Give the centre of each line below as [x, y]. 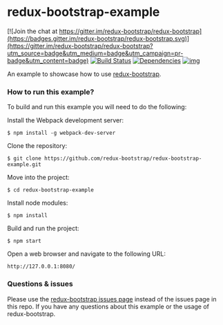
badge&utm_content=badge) [48, 60]
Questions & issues [40, 284]
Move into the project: [39, 178]
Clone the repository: [37, 146]
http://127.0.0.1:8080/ [41, 267]
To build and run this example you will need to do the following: [97, 107]
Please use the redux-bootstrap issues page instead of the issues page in [112, 299]
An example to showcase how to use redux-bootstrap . [84, 74]
